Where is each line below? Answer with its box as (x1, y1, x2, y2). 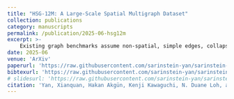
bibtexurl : (7, 68, 39, 75)
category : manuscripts (7, 23, 73, 30)
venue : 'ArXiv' (7, 56, 52, 63)
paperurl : (7, 62, 36, 69)
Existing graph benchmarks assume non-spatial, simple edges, (19, 43, 204, 49)
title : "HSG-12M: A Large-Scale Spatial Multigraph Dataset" (7, 10, 189, 17)
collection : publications (7, 17, 82, 24)
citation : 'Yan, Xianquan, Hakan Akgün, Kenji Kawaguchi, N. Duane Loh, (7, 82, 223, 89)
